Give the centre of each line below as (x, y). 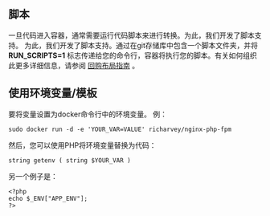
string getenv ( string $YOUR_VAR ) (70, 160)
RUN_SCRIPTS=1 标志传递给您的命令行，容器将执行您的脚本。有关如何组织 (133, 55)
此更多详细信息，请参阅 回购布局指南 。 (74, 65)
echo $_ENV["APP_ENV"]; (48, 198)
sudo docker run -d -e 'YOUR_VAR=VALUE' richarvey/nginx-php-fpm (120, 129)
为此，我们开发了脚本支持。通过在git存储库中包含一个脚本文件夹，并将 (141, 45)
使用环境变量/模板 (53, 94)
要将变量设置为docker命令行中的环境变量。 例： (88, 114)
